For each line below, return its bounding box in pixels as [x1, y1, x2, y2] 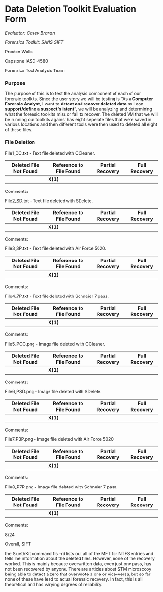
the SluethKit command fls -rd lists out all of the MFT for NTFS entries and [5, 550, 154, 556]
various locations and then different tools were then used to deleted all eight [5, 122, 158, 127]
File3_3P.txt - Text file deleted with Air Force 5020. [5, 245, 107, 251]
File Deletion [5, 139, 35, 146]
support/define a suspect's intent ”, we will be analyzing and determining [5, 106, 153, 112]
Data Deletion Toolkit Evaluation [5, 3, 137, 15]
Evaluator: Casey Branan [5, 30, 55, 35]
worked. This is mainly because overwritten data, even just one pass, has [5, 560, 152, 567]
